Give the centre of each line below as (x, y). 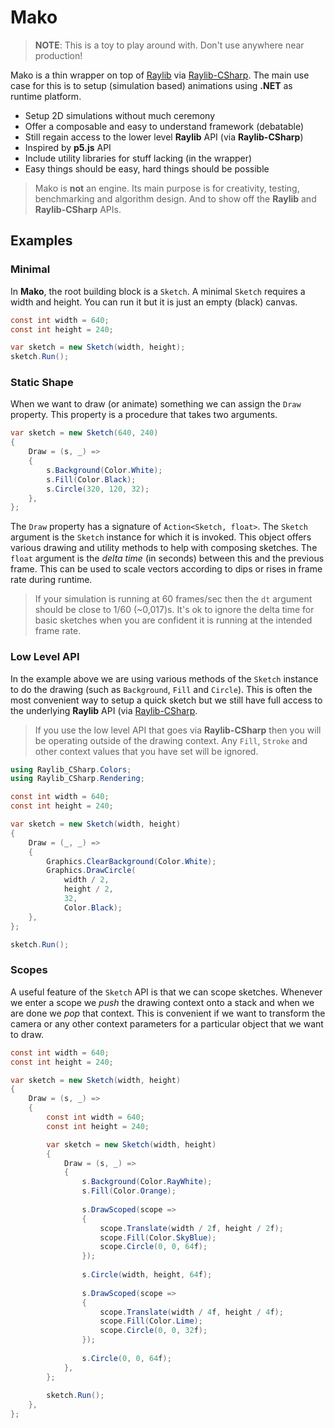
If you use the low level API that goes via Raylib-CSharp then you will (178, 730)
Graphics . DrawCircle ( (91, 871)
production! (58, 55)
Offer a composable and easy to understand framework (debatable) (164, 126)
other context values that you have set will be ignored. (146, 751)
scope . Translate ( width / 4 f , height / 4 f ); (191, 1312)
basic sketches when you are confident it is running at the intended (173, 620)
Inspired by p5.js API (68, 147)
